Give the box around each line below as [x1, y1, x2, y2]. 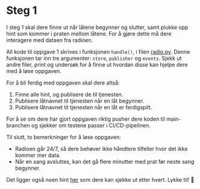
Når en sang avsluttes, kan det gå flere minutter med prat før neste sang [14, 158, 195, 165]
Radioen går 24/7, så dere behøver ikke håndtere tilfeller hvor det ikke [14, 145, 188, 152]
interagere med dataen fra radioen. [6, 36, 93, 43]
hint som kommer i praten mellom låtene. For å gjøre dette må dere [6, 30, 172, 37]
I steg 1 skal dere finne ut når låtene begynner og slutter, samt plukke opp [6, 24, 189, 31]
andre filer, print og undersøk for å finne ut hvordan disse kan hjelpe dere [6, 61, 188, 68]
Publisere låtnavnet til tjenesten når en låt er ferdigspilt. [14, 103, 152, 111]
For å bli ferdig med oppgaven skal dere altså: [6, 79, 120, 86]
